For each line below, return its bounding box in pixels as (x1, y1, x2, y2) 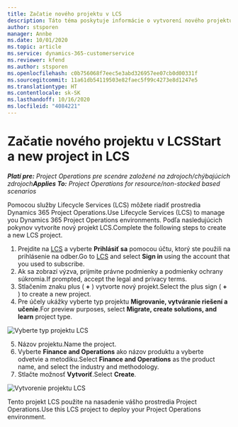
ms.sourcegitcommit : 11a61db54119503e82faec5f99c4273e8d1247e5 (7, 76, 198, 84)
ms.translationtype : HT (7, 83, 78, 90)
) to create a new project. (17, 289, 91, 298)
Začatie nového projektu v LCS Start (7, 133, 222, 150)
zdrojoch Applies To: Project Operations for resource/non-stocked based (7, 179, 221, 188)
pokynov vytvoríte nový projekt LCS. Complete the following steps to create (7, 223, 227, 231)
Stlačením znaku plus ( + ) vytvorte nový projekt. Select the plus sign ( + (17, 282, 228, 291)
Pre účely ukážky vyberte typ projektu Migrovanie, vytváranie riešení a (17, 297, 228, 306)
